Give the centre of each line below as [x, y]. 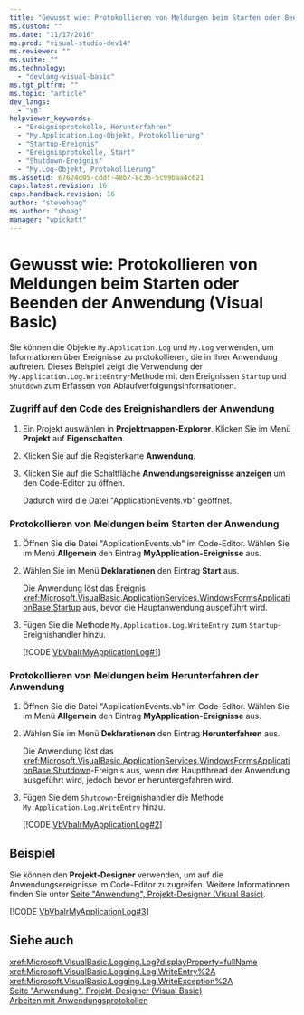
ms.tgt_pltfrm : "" [44, 85]
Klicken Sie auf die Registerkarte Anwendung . [109, 455]
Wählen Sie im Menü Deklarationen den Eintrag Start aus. [131, 571]
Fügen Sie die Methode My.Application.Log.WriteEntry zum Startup [150, 625]
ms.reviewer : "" [40, 52]
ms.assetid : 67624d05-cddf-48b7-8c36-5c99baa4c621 [107, 177]
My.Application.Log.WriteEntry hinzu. [94, 807]
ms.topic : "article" [48, 93]
